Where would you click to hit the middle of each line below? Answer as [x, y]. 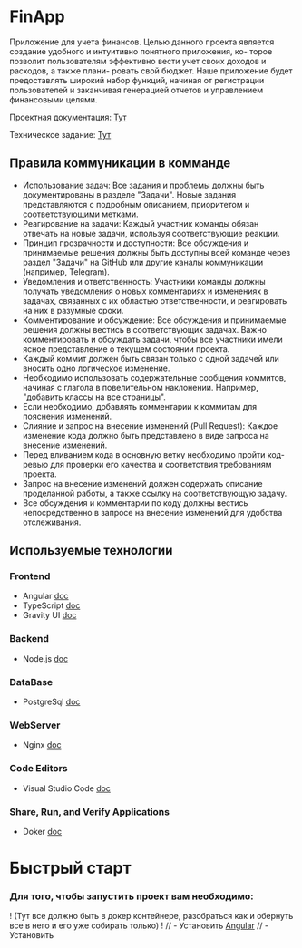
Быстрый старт [70, 868]
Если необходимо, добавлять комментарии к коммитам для [140, 406]
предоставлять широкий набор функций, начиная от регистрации [137, 80]
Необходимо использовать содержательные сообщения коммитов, [154, 377]
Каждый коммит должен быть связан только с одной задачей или [151, 358]
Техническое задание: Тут [60, 134]
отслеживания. [52, 522]
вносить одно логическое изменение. [96, 368]
